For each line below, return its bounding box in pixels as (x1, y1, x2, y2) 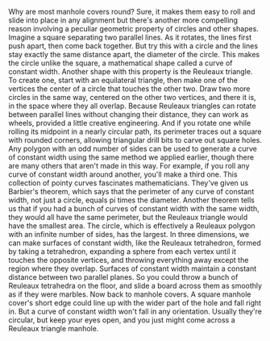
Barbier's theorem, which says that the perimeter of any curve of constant (8, 187, 255, 196)
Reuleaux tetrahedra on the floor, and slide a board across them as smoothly (8, 281, 263, 290)
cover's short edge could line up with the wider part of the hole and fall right (8, 298, 262, 307)
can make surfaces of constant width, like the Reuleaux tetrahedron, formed (8, 238, 262, 247)
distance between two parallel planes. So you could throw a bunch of (8, 272, 239, 281)
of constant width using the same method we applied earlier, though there (8, 152, 255, 162)
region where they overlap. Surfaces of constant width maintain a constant (8, 264, 256, 273)
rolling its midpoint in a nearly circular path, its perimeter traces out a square (8, 127, 262, 136)
